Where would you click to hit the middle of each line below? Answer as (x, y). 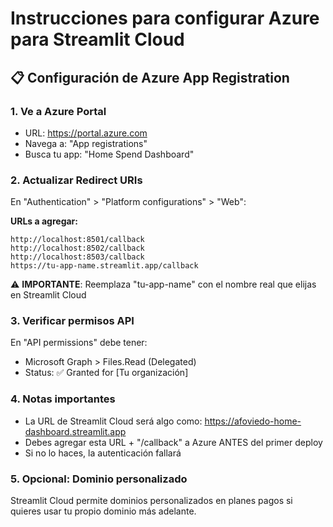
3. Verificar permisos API (72, 321)
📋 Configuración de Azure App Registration (150, 77)
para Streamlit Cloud (97, 39)
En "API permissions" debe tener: (79, 343)
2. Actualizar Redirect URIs (76, 180)
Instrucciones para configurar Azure (165, 18)
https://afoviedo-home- (253, 421)
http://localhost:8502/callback (77, 248)
